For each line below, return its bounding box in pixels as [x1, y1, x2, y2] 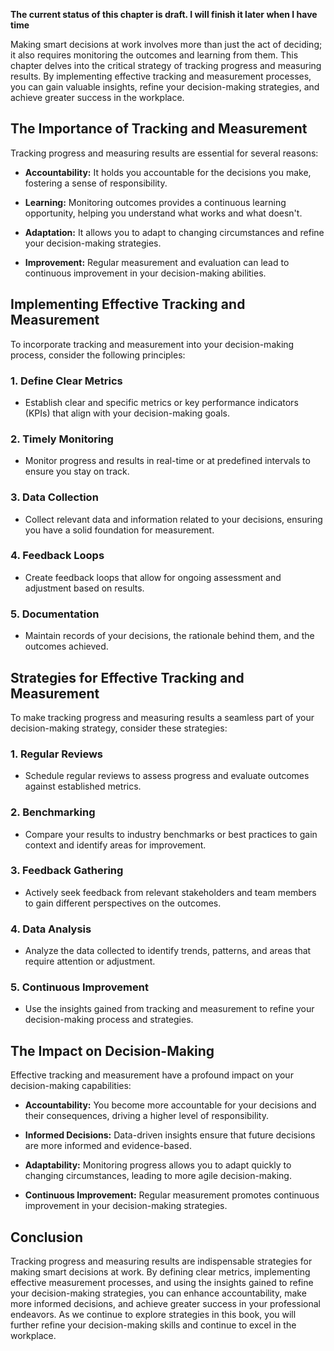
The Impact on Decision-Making [10, 1042, 215, 1059]
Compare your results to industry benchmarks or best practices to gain [24, 828, 318, 840]
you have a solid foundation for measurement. [24, 524, 215, 536]
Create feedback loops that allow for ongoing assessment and [24, 571, 282, 583]
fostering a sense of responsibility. [24, 177, 168, 189]
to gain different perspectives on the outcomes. [24, 897, 222, 909]
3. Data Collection [10, 490, 99, 504]
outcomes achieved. [24, 640, 109, 653]
